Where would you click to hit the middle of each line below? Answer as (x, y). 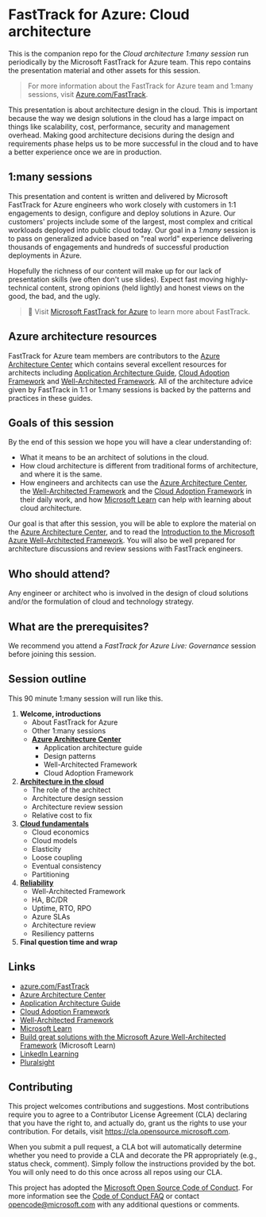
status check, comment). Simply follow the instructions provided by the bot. (132, 1164)
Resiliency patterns (63, 933)
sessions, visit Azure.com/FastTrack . (88, 94)
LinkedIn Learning (49, 1054)
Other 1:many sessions (69, 730)
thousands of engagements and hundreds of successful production (119, 247)
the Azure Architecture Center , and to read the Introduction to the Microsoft (132, 532)
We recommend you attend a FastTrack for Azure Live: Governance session (132, 645)
